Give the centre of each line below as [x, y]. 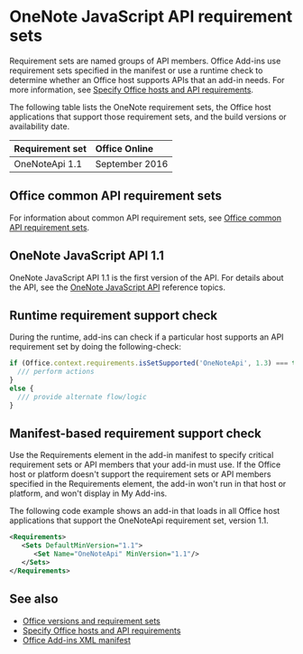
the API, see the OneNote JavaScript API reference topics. [117, 287]
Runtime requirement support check [114, 315]
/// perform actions [56, 372]
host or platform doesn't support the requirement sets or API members [140, 474]
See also [34, 599]
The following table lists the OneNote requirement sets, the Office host [141, 107]
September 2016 [132, 163]
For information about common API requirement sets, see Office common [146, 218]
